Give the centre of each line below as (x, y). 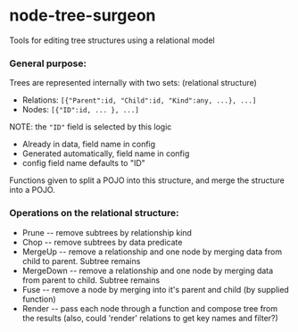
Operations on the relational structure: (94, 213)
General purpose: (48, 63)
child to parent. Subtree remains (81, 261)
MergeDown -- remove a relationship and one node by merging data (148, 270)
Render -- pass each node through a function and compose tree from (150, 308)
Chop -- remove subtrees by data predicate (102, 242)
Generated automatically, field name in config (106, 154)
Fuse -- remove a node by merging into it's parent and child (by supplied (156, 289)
